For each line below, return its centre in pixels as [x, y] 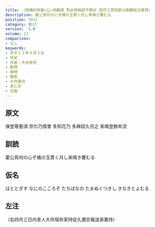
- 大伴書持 [15, 81]
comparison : [18, 39]
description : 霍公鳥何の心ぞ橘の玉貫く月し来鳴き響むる [58, 15]
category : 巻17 [21, 24]
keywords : [16, 48]
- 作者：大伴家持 [21, 63]
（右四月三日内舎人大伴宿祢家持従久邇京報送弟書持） [61, 219]
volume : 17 [17, 34]
